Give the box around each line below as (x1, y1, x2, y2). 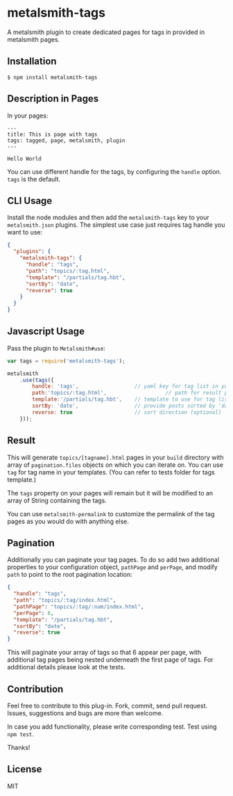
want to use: (7, 228, 43, 237)
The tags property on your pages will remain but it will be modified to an (7, 488, 214, 497)
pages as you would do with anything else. (7, 517, 130, 525)
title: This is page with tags (7, 131, 98, 138)
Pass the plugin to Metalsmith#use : (7, 344, 105, 352)
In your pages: (7, 111, 49, 120)
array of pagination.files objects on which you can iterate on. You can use (7, 461, 224, 469)
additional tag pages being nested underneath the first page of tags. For (7, 655, 214, 664)
